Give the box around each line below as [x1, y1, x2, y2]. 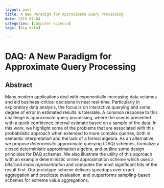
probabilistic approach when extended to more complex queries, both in [5, 131, 151, 136]
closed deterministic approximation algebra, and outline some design [5, 146, 144, 152]
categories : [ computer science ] [5, 21, 71, 26]
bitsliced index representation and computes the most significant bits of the [5, 161, 158, 167]
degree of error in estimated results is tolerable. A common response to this [5, 109, 158, 115]
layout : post [5, 7, 32, 12]
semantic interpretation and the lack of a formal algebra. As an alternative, [5, 135, 155, 141]
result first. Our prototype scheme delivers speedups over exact [5, 167, 135, 173]
